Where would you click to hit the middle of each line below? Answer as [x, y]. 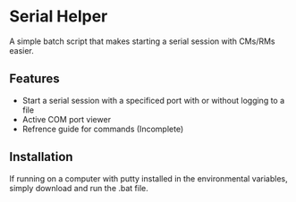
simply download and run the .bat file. [79, 188]
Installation [41, 157]
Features [34, 79]
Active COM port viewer [67, 119]
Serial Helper [59, 17]
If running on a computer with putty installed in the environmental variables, [148, 178]
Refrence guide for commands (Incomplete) [103, 129]
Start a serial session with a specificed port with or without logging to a [153, 100]
